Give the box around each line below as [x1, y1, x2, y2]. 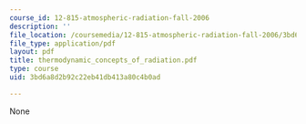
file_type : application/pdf [9, 38, 117, 48]
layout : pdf [9, 47, 55, 57]
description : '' [9, 22, 71, 31]
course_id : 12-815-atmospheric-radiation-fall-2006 [9, 13, 209, 23]
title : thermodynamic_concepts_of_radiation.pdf [9, 56, 198, 65]
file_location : [9, 30, 67, 39]
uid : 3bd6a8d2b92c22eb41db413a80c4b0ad [9, 73, 161, 82]
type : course [9, 65, 59, 74]
